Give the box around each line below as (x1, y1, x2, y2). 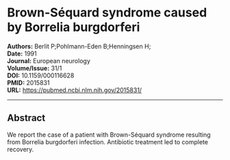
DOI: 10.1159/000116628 (7, 71, 75, 80)
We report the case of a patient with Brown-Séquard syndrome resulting (7, 130, 211, 139)
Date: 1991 (7, 49, 37, 58)
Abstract (7, 112, 46, 124)
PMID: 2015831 (7, 78, 50, 87)
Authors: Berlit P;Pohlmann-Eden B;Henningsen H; (7, 42, 151, 50)
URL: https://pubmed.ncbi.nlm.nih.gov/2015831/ (7, 86, 142, 94)
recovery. (7, 145, 34, 153)
